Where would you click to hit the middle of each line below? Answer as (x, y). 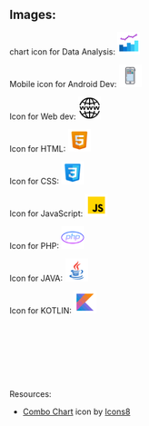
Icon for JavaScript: (46, 213)
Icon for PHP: (35, 245)
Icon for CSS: (34, 181)
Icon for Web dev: (43, 116)
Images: (33, 15)
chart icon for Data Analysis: (63, 51)
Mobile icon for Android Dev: (63, 84)
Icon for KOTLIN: (41, 310)
